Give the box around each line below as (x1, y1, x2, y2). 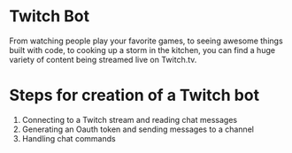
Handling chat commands (21, 133, 117, 143)
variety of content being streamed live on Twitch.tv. (9, 54, 197, 65)
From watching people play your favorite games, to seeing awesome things (9, 35, 283, 46)
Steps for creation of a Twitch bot (9, 86, 259, 105)
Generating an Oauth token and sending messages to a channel (21, 124, 255, 134)
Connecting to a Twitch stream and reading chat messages (21, 114, 237, 125)
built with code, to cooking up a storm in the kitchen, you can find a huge (9, 44, 276, 55)
